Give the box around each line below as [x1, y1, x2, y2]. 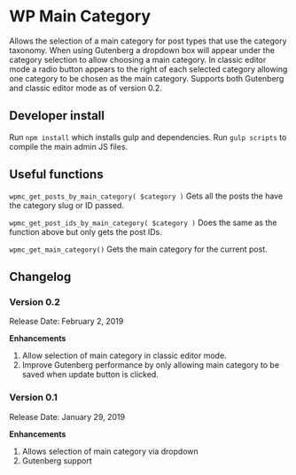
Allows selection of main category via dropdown [21, 446, 199, 456]
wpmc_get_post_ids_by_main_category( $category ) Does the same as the [9, 217, 277, 228]
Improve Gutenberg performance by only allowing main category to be [21, 360, 280, 370]
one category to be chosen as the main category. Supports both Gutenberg [9, 73, 284, 83]
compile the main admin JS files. [9, 141, 129, 152]
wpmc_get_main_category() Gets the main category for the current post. [9, 244, 268, 254]
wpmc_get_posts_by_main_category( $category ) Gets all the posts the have [9, 191, 284, 201]
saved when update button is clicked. [21, 370, 160, 380]
